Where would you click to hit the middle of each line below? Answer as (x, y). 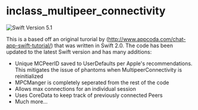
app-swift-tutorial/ (29, 45)
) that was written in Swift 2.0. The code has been (112, 45)
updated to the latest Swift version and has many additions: (79, 51)
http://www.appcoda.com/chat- (147, 39)
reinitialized (29, 76)
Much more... (31, 101)
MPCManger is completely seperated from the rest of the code (92, 82)
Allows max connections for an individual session (75, 88)
